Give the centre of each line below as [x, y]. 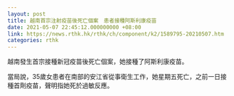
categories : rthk [33, 41]
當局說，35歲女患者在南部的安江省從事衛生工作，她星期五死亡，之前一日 [114, 77]
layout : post [27, 14]
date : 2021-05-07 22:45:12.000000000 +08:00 [74, 27]
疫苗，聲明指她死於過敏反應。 [70, 85]
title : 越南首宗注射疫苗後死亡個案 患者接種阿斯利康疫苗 [82, 21]
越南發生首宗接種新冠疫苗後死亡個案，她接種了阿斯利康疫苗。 [98, 62]
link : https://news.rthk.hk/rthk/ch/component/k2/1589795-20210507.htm [116, 34]
